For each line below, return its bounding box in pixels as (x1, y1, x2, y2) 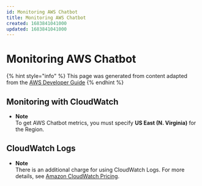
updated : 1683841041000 (6, 26, 67, 32)
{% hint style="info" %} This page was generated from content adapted (6, 73, 188, 80)
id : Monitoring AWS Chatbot (6, 9, 78, 15)
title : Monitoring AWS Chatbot (6, 15, 86, 21)
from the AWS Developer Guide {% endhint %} (6, 79, 124, 86)
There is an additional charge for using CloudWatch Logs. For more (15, 166, 185, 173)
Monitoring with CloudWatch (6, 96, 119, 107)
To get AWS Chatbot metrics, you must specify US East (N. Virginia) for (15, 120, 196, 126)
